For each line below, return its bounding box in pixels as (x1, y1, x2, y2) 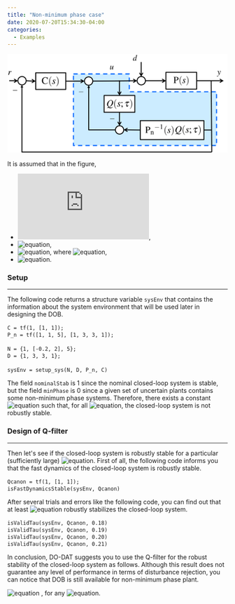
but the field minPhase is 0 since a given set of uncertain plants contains (7, 387, 213, 395)
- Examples (13, 34, 45, 41)
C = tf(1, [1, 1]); (7, 325, 64, 332)
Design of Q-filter (7, 427, 69, 436)
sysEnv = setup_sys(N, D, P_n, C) (7, 367, 108, 374)
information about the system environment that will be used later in (7, 302, 201, 311)
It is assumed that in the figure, (7, 160, 97, 168)
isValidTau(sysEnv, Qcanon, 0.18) (7, 519, 108, 526)
